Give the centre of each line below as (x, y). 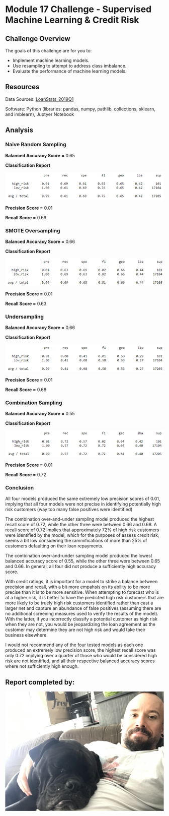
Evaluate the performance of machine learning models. (69, 71)
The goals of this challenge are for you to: (49, 51)
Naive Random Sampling (36, 145)
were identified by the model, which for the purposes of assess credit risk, (82, 535)
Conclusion (20, 488)
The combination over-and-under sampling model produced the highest (80, 519)
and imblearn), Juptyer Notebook (40, 114)
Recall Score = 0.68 (26, 390)
